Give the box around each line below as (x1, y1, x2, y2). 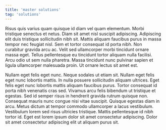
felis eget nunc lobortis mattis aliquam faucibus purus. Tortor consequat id (5, 82, 158, 88)
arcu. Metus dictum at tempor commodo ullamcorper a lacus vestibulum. (5, 103, 154, 109)
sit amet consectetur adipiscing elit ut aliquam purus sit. (5, 119, 119, 125)
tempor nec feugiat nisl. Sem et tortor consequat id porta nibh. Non (5, 41, 142, 47)
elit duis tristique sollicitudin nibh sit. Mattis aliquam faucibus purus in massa (5, 36, 162, 42)
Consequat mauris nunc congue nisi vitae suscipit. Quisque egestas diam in (5, 98, 160, 104)
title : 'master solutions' (5, 7, 61, 12)
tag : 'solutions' (5, 12, 41, 17)
